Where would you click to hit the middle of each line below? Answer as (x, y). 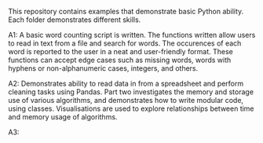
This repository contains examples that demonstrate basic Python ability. (126, 11)
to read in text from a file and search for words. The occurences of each (125, 43)
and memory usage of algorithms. (63, 117)
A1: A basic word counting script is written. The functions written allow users (132, 35)
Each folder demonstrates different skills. (75, 20)
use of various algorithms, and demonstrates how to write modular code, (126, 100)
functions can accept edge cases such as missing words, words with (120, 60)
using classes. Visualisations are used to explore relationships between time (131, 108)
